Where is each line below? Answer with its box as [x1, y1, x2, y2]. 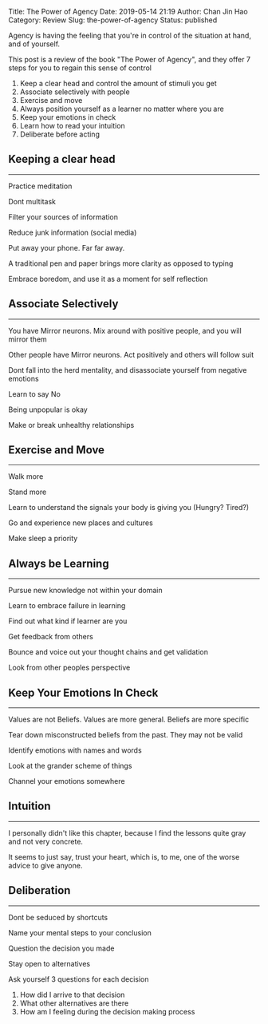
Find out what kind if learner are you [8, 616, 128, 626]
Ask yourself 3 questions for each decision [8, 974, 149, 984]
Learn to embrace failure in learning [8, 601, 126, 611]
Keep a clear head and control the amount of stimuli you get [19, 79, 217, 88]
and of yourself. [8, 39, 61, 49]
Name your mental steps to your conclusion [8, 927, 152, 937]
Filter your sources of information [8, 212, 118, 222]
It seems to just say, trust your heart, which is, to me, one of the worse [8, 852, 240, 861]
